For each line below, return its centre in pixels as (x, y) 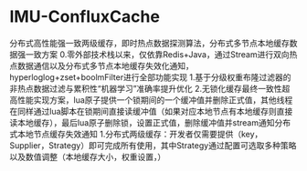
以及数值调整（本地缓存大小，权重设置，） (88, 156)
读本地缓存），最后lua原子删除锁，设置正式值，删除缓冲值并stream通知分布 (150, 122)
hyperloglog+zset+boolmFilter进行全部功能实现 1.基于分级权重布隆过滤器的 (150, 77)
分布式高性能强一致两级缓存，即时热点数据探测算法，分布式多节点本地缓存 (149, 43)
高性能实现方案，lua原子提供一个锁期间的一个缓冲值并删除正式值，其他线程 (151, 100)
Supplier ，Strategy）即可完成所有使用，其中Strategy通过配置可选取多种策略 (153, 145)
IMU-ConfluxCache (85, 17)
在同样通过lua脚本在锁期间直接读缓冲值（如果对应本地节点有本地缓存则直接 (151, 111)
